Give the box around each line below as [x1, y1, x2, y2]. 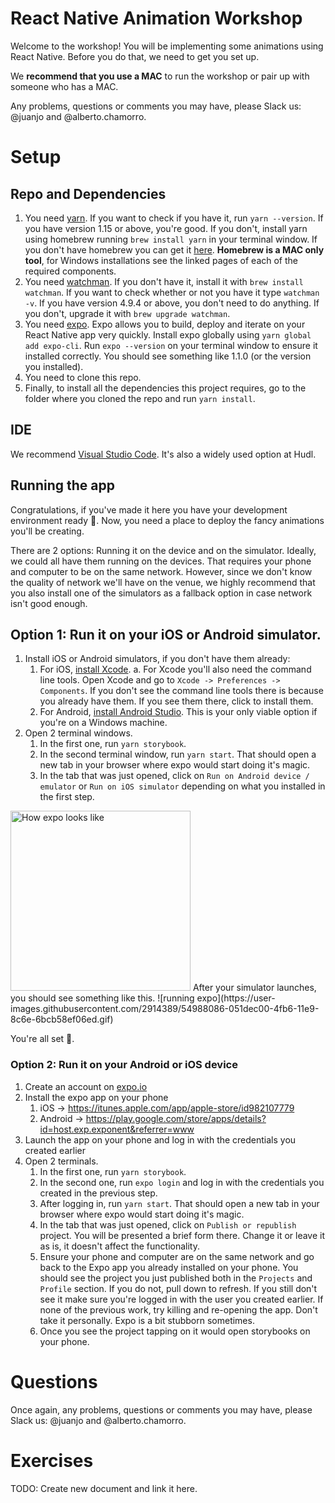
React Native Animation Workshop [10, 7, 303, 30]
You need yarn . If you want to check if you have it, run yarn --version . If [24, 212, 324, 224]
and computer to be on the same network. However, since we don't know [10, 565, 313, 577]
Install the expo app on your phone [24, 1091, 169, 1103]
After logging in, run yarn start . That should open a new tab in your [39, 1197, 320, 1209]
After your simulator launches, [192, 982, 317, 994]
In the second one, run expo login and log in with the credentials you [39, 1176, 325, 1188]
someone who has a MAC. [10, 80, 119, 92]
